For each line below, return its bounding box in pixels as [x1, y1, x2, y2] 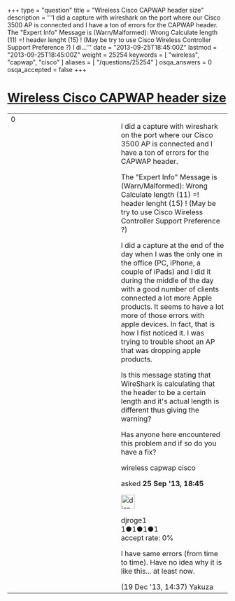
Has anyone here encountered [121, 429, 221, 439]
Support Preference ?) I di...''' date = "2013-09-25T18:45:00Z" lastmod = [7, 43, 218, 51]
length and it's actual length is [121, 396, 220, 406]
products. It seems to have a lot [121, 301, 225, 311]
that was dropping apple [121, 345, 201, 355]
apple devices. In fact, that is [121, 319, 215, 329]
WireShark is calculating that [121, 378, 215, 388]
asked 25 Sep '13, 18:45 [121, 478, 204, 488]
